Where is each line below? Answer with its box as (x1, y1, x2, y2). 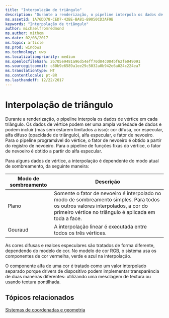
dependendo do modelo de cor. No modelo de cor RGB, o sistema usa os (5, 248, 157, 254)
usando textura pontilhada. (5, 279, 61, 285)
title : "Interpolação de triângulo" (5, 7, 82, 13)
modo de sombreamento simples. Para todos (54, 196, 160, 203)
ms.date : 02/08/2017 (5, 36, 49, 41)
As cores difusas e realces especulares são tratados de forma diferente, (5, 242, 155, 248)
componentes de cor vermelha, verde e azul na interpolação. (5, 253, 132, 259)
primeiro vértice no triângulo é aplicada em (54, 208, 155, 215)
